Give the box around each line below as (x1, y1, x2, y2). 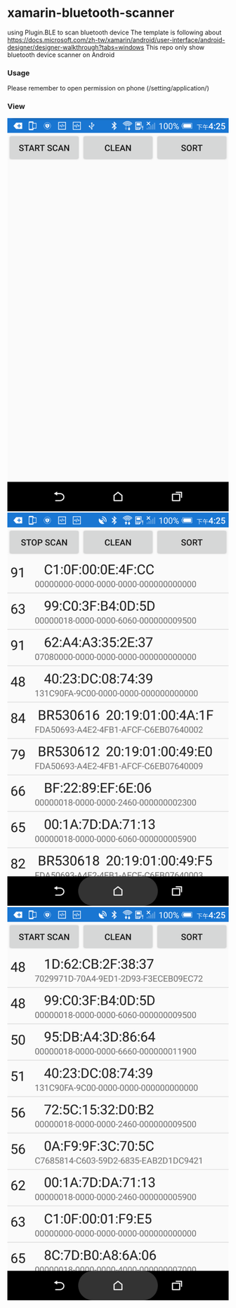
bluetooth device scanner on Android (7, 51, 115, 59)
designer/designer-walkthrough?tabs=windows (7, 43, 145, 51)
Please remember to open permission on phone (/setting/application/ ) (7, 84, 209, 93)
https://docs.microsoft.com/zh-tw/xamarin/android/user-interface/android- (7, 35, 225, 44)
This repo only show (145, 43, 205, 51)
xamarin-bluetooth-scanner (7, 5, 175, 21)
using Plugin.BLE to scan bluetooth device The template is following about (7, 28, 222, 37)
